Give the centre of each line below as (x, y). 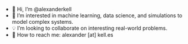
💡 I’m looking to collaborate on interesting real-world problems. (90, 28)
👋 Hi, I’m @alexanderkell (41, 9)
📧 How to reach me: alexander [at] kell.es (62, 35)
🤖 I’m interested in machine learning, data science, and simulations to (97, 15)
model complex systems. (42, 22)
